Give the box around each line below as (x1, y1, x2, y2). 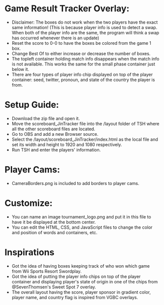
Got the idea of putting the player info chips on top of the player (11, 274, 141, 279)
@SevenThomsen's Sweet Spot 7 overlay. (11, 284, 96, 290)
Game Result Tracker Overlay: (4, 3, 130, 14)
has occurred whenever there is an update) (11, 35, 99, 41)
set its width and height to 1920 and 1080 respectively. (11, 141, 122, 148)
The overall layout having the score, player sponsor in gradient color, (11, 289, 151, 295)
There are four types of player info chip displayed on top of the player (11, 71, 153, 77)
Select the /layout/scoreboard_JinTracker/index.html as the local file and (11, 136, 158, 142)
